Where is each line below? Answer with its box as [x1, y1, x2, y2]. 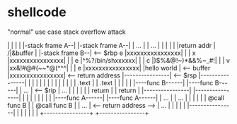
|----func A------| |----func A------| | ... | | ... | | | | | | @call [52, 93, 224, 102]
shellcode [7, 4, 67, 20]
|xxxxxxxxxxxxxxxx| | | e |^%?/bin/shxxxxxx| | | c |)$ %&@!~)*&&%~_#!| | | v [7, 56, 230, 64]
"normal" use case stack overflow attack [7, 27, 126, 36]
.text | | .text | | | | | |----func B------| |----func [77, 78, 214, 87]
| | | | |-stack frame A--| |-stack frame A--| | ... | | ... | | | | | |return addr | [7, 41, 216, 49]
